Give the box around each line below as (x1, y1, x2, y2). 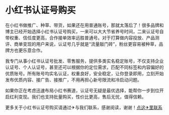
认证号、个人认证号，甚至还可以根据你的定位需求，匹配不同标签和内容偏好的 (5, 64, 164, 70)
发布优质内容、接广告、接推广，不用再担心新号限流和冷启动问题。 (5, 76, 142, 83)
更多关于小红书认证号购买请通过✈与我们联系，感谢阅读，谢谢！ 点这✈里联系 (5, 104, 162, 110)
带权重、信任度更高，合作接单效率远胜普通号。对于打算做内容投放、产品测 (5, 35, 159, 41)
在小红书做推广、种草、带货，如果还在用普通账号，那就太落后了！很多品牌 (5, 22, 159, 28)
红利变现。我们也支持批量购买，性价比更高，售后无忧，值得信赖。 (9, 93, 146, 99)
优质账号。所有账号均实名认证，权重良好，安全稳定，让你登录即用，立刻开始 (5, 70, 164, 76)
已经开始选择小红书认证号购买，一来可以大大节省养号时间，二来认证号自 (14, 28, 164, 34)
